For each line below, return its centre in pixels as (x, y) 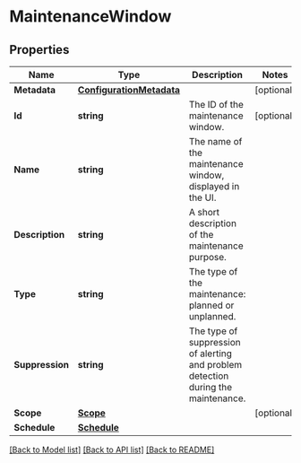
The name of (215, 141)
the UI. (202, 197)
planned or (211, 305)
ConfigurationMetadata (129, 90)
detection (209, 376)
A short (204, 212)
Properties (39, 50)
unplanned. (212, 316)
